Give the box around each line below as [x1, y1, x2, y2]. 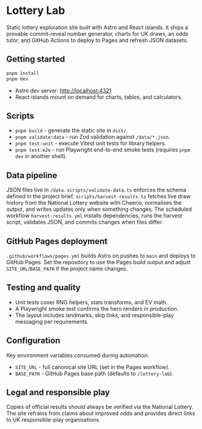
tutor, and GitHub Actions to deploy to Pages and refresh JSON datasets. [6, 36, 189, 44]
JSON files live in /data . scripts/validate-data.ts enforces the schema [6, 186, 187, 194]
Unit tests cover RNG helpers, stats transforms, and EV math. [15, 298, 168, 306]
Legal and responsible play [6, 387, 110, 397]
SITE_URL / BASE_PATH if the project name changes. [6, 265, 128, 272]
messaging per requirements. [15, 318, 89, 325]
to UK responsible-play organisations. [6, 416, 101, 424]
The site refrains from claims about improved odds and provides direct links [6, 410, 195, 417]
